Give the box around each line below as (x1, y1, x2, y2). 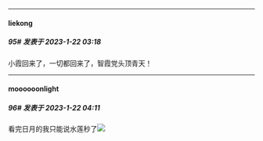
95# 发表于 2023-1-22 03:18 (8, 37, 102, 47)
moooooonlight (8, 84, 59, 94)
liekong (8, 18, 33, 27)
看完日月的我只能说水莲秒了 (8, 125, 98, 134)
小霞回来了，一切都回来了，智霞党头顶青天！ (8, 58, 153, 67)
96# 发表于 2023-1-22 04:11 (8, 103, 100, 112)
